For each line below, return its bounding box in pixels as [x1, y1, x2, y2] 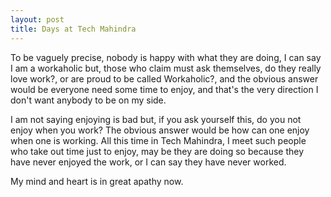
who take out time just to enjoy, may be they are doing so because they [10, 145, 305, 157]
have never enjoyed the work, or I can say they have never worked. [10, 156, 287, 168]
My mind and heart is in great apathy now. [10, 175, 184, 187]
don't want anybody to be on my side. [10, 94, 167, 106]
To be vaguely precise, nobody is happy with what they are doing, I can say [10, 51, 322, 63]
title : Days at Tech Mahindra [10, 24, 137, 34]
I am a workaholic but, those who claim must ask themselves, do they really [10, 62, 322, 74]
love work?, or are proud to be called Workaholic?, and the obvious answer [10, 72, 319, 85]
